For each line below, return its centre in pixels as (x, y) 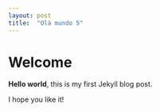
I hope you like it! (36, 99)
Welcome (40, 62)
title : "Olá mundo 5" (46, 23)
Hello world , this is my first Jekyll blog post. (80, 84)
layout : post (30, 15)
